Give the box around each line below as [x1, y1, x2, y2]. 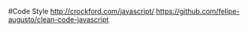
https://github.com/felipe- [156, 7, 240, 16]
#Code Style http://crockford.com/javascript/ [8, 7, 155, 16]
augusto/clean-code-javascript [8, 15, 109, 24]
